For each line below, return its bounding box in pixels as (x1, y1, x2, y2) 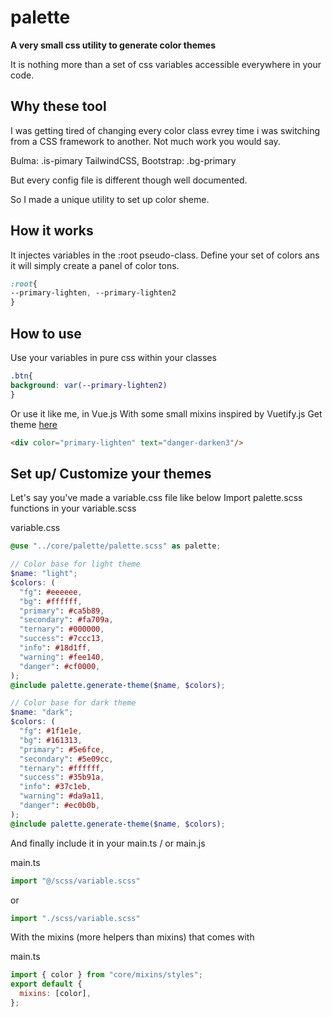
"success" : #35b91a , (19, 772, 105, 783)
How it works (10, 222, 94, 240)
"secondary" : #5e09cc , (19, 754, 114, 764)
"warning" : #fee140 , (19, 652, 105, 662)
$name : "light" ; (10, 569, 78, 579)
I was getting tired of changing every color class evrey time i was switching (10, 124, 321, 136)
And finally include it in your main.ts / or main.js (10, 837, 206, 849)
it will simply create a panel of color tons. (10, 259, 180, 271)
